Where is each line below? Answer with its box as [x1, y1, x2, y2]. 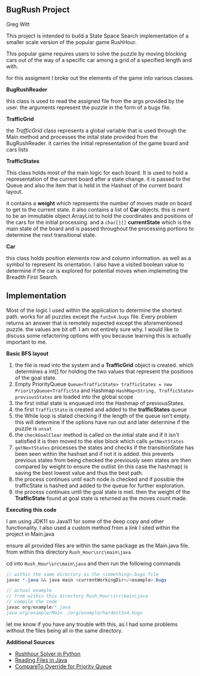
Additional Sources [6, 638, 55, 646]
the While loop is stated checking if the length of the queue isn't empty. [14, 412, 191, 419]
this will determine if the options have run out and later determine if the [14, 418, 190, 425]
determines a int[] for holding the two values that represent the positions [14, 368, 193, 375]
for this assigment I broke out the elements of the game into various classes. [6, 74, 195, 81]
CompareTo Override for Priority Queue [14, 662, 112, 670]
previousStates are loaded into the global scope [14, 393, 134, 400]
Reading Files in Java [14, 656, 67, 663]
